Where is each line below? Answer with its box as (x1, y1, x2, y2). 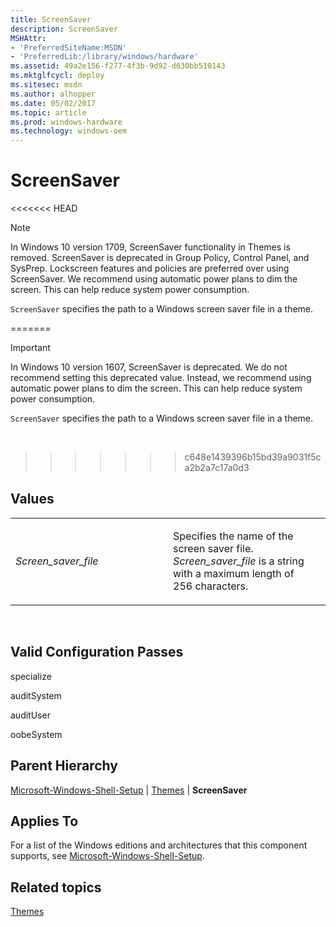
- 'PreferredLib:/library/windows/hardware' (10, 52, 199, 62)
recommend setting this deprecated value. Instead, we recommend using (10, 372, 312, 384)
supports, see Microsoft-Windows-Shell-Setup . (10, 850, 205, 862)
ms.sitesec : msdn (10, 80, 83, 90)
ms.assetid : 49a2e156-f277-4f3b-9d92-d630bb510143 (10, 61, 226, 71)
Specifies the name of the (173, 529, 294, 543)
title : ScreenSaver (10, 14, 92, 25)
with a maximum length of (173, 566, 295, 580)
